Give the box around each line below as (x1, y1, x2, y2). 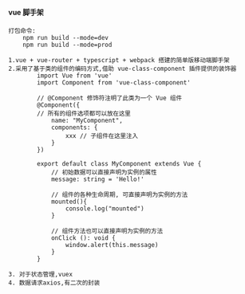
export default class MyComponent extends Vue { (37, 160, 202, 168)
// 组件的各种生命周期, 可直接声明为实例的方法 (50, 191, 188, 199)
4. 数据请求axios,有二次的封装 (8, 279, 101, 287)
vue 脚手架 (8, 7, 44, 17)
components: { (50, 123, 98, 131)
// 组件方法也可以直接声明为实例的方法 (50, 227, 164, 235)
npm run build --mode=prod (22, 41, 113, 49)
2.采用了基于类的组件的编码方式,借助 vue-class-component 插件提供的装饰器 (8, 65, 237, 73)
